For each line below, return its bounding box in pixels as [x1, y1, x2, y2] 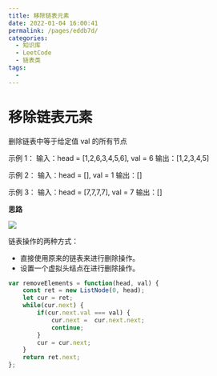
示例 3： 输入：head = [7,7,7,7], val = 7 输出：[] [8, 187, 163, 197]
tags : [8, 64, 26, 72]
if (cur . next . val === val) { [37, 309, 131, 317]
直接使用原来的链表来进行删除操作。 [19, 253, 140, 262]
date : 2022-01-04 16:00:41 [8, 19, 98, 27]
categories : [8, 34, 48, 42]
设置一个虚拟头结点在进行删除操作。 [19, 263, 140, 273]
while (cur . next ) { [22, 302, 84, 310]
